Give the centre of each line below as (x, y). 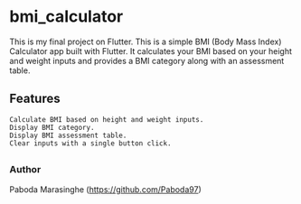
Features (35, 99)
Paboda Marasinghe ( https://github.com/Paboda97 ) (105, 189)
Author (25, 170)
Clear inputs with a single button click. (90, 143)
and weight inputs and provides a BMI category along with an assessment (147, 60)
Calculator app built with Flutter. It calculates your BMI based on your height (150, 51)
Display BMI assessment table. (68, 135)
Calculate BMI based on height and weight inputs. (107, 119)
